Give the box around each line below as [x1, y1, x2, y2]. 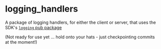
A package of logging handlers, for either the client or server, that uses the [5, 19, 156, 25]
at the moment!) [5, 39, 38, 45]
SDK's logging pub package [5, 24, 62, 30]
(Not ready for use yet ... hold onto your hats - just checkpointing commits [5, 34, 155, 40]
